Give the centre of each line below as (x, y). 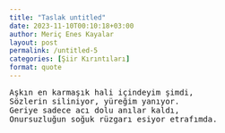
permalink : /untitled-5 (54, 51)
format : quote (36, 68)
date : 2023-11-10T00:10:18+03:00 (72, 26)
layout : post (34, 42)
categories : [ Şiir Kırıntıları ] (69, 59)
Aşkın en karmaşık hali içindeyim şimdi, (102, 92)
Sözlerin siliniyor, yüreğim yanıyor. (95, 101)
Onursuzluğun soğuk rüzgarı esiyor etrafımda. (113, 119)
